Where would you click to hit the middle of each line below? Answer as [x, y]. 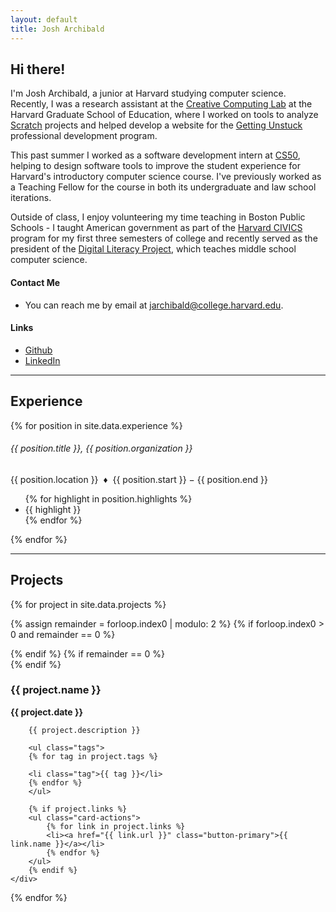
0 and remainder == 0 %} [63, 634]
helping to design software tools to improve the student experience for [155, 166]
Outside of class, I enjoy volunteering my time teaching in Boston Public [158, 217]
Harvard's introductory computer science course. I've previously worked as [166, 177]
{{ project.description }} [84, 730]
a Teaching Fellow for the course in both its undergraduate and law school [163, 187]
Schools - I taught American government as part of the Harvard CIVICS [156, 228]
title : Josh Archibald [57, 29]
